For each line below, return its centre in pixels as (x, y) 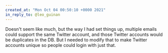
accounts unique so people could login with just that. (61, 45)
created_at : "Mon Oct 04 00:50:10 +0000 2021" (55, 10)
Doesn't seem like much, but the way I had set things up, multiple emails (81, 29)
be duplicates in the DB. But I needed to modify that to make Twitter (76, 40)
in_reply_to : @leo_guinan (33, 15)
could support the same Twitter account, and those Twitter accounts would (84, 34)
